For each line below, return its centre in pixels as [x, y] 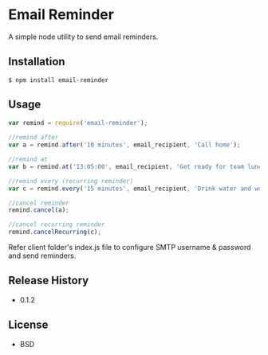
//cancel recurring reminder [57, 224]
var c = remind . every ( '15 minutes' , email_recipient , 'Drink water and [130, 189]
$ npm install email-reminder [59, 80]
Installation [37, 62]
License [28, 325]
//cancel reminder [39, 203]
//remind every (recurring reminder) [71, 181]
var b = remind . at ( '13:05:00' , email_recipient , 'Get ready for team [126, 166]
